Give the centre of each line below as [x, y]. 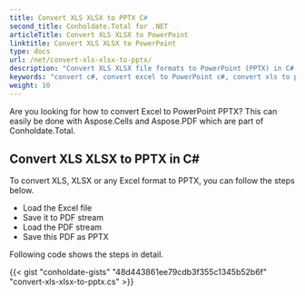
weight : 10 [30, 85]
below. [22, 191]
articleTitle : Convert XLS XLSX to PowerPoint [99, 35]
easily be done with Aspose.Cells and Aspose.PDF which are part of [137, 121]
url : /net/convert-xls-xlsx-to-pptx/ [81, 60]
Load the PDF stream [62, 227]
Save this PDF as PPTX [65, 237]
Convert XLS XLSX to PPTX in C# [104, 159]
